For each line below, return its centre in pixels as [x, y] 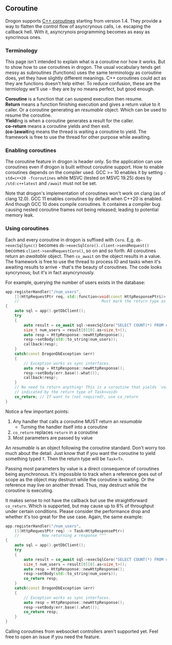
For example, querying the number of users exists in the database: [75, 282]
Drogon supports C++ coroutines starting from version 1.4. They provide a [83, 21]
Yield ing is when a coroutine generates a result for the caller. [70, 121]
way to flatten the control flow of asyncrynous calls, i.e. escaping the [78, 26]
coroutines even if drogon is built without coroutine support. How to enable [84, 167]
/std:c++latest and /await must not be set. [51, 183]
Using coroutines [27, 229]
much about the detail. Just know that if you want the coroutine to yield [80, 453]
